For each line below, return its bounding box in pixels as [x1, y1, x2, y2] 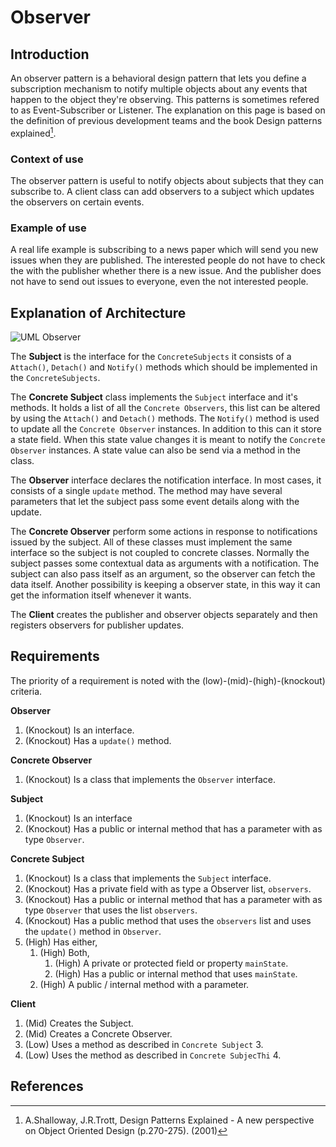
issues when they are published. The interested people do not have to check [10, 254, 326, 266]
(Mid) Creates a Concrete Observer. [24, 1027, 173, 1040]
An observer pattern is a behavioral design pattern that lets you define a [10, 72, 307, 84]
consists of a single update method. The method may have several [10, 485, 283, 497]
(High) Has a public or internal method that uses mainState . [54, 967, 298, 980]
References [10, 1078, 84, 1095]
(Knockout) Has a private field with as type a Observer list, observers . [24, 882, 312, 895]
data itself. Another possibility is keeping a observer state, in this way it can [10, 579, 321, 591]
